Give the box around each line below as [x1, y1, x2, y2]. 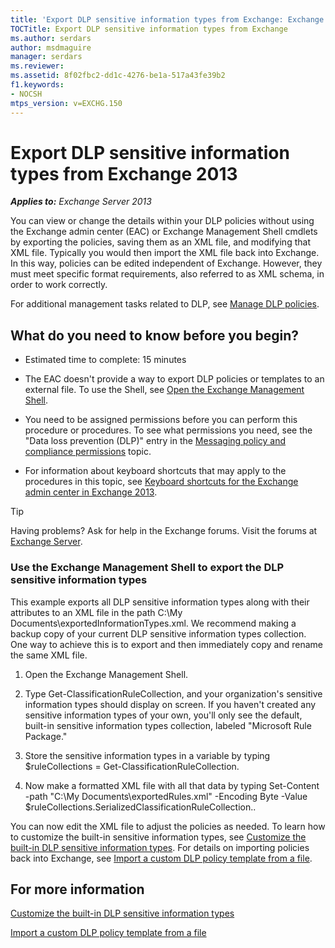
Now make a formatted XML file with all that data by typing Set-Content [24, 779, 320, 791]
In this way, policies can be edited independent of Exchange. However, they [10, 257, 323, 270]
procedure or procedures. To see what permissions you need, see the [24, 424, 313, 436]
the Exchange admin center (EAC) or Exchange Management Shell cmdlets [10, 226, 318, 238]
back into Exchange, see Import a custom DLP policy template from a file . [10, 852, 313, 864]
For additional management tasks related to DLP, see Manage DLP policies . [10, 298, 320, 310]
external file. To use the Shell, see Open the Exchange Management [24, 384, 305, 396]
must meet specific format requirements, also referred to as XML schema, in [10, 268, 325, 280]
